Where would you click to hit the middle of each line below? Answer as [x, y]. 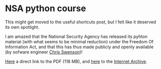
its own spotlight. [22, 27]
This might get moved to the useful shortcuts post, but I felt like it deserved [80, 22]
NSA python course [46, 9]
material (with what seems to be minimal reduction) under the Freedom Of [79, 41]
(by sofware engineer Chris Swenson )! [44, 52]
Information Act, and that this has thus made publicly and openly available [79, 47]
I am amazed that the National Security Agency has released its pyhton [76, 36]
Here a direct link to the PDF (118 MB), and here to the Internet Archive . [76, 61]
